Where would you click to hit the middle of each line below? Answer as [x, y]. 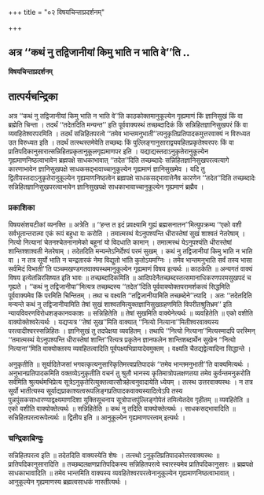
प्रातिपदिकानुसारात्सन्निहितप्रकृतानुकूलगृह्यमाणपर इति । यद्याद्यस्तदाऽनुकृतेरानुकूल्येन [108, 151]
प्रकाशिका [22, 207]
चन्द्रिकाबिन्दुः [26, 438]
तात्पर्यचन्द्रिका [33, 97]
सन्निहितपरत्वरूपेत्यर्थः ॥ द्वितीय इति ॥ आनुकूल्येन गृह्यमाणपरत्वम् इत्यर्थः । [97, 417]
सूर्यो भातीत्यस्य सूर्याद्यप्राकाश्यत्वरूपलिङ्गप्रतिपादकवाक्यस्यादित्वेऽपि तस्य [95, 390]
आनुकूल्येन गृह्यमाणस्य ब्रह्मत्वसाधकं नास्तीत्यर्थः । [68, 482]
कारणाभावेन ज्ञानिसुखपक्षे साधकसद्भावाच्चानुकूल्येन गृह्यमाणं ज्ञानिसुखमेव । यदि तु [107, 168]
